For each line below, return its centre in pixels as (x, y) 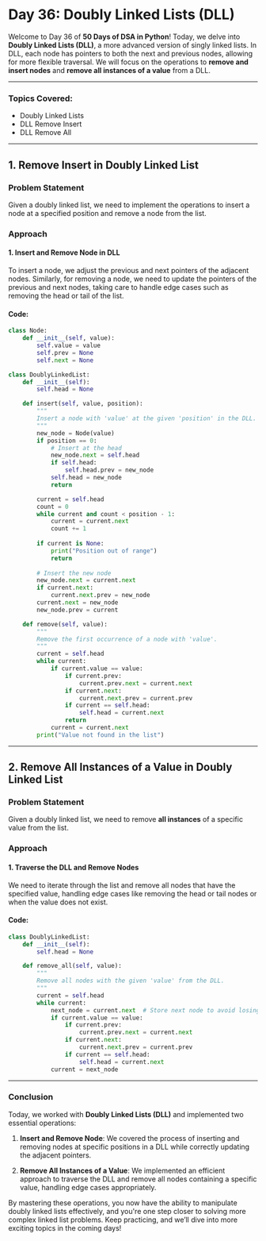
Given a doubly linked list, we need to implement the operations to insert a (129, 205)
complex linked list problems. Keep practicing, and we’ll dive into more (123, 1220)
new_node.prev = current (78, 610)
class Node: (28, 331)
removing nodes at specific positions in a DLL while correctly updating (135, 1147)
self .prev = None (65, 353)
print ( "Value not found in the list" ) (101, 735)
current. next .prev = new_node (100, 595)
